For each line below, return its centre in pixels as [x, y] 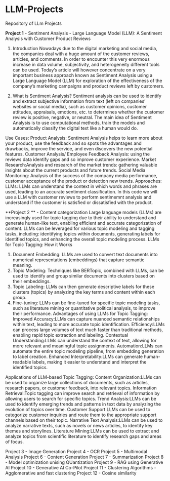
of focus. [15, 442]
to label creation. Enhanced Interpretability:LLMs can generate [78, 356]
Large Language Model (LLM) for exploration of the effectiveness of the [88, 81]
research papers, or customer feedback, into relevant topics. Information [81, 388]
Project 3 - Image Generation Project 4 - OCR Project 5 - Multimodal [76, 451]
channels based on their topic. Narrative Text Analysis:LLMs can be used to [84, 420]
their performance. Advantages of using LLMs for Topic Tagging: [80, 313]
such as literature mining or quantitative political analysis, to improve [84, 308]
